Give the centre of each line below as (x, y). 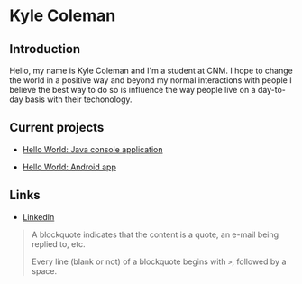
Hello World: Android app (69, 167)
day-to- (271, 90)
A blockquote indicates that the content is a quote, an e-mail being (155, 234)
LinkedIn (38, 216)
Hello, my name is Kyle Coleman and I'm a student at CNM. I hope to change (151, 70)
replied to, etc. (58, 243)
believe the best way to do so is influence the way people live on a (133, 90)
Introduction (45, 49)
